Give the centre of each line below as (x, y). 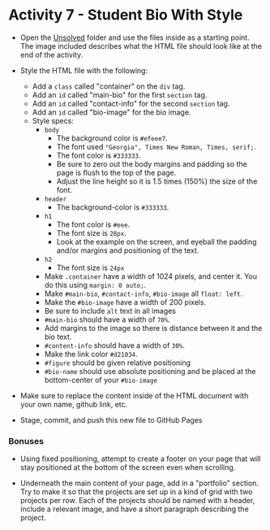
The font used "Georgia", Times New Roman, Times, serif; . (156, 146)
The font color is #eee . (93, 224)
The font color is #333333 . (99, 155)
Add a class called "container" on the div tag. (109, 86)
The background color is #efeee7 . (112, 138)
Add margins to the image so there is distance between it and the (153, 328)
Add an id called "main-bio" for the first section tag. (120, 94)
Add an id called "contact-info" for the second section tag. (131, 103)
